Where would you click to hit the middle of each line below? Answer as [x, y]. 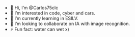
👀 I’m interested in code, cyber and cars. [52, 13]
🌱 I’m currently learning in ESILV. [44, 18]
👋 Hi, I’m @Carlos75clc [34, 8]
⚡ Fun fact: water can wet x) [40, 29]
